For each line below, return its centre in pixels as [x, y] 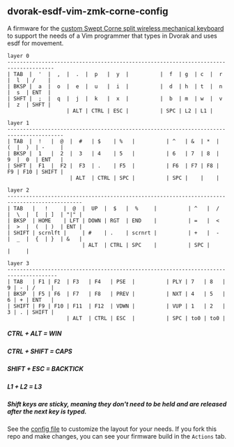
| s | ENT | [29, 92]
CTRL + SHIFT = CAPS [40, 351]
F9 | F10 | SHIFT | [36, 172]
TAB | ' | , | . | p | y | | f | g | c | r [118, 74]
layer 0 [18, 56]
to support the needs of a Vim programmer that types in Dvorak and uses [112, 36]
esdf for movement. [36, 43]
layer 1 [18, 123]
